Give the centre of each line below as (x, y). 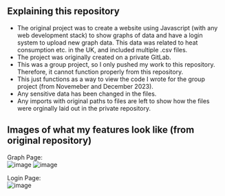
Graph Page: (25, 157)
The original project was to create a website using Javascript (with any (117, 28)
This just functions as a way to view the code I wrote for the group (111, 79)
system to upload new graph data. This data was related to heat (107, 42)
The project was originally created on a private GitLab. (94, 57)
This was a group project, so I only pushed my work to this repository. (116, 64)
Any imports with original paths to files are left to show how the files (113, 101)
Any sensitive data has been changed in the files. (87, 94)
